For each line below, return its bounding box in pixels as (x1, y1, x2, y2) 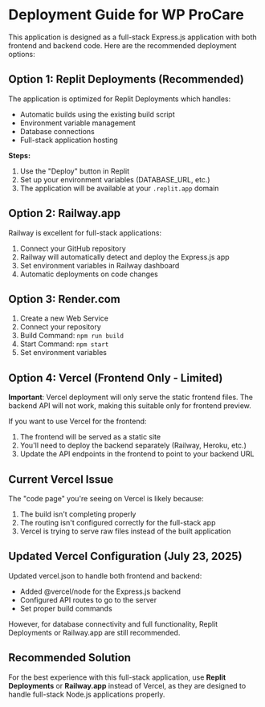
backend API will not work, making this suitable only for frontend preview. (8, 401, 251, 411)
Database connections (19, 126, 95, 136)
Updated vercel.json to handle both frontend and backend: (8, 570, 202, 580)
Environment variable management (19, 118, 137, 128)
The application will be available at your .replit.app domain (19, 183, 219, 193)
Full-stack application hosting (19, 135, 118, 145)
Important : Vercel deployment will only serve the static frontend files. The (8, 392, 254, 403)
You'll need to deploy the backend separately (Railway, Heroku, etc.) (19, 440, 247, 451)
